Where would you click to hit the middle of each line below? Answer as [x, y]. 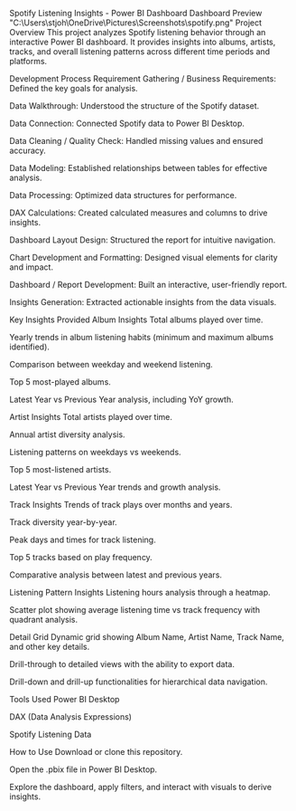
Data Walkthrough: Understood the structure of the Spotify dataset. [134, 106]
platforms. [28, 61]
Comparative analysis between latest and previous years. [116, 575]
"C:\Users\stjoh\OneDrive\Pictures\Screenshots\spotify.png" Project [136, 23]
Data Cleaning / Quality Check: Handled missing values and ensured [136, 141]
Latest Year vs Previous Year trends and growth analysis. [115, 487]
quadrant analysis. [44, 620]
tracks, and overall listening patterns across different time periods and [140, 52]
